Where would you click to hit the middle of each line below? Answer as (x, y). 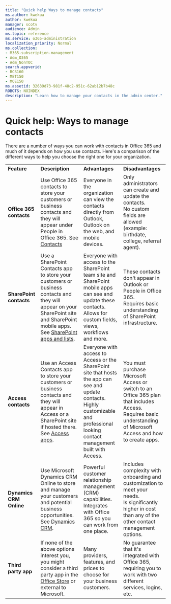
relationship (97, 480)
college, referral (142, 241)
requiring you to (142, 568)
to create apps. (141, 440)
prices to (94, 568)
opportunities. (57, 516)
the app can (97, 379)
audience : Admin (22, 29)
